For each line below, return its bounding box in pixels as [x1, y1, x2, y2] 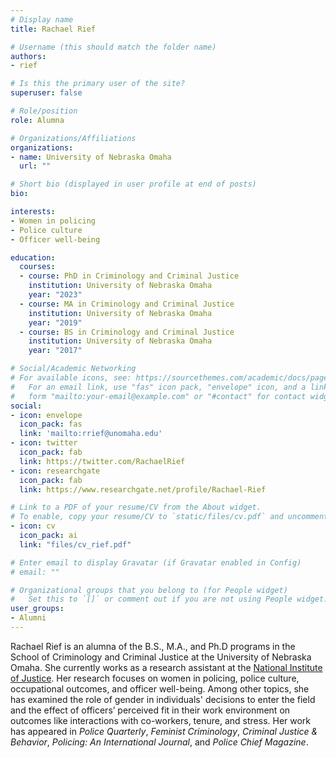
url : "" [19, 161, 52, 171]
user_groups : [10, 604, 65, 614]
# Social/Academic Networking [10, 364, 137, 374]
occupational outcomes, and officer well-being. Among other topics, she [10, 682, 310, 695]
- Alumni [10, 613, 47, 623]
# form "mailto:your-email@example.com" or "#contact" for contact [10, 391, 307, 401]
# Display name [10, 14, 74, 25]
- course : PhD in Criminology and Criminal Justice [19, 271, 240, 281]
